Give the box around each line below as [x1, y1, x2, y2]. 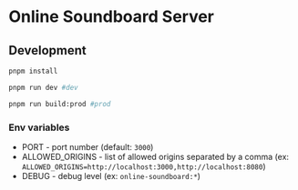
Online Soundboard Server [8, 6, 215, 27]
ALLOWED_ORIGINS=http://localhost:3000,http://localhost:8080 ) [21, 161, 266, 172]
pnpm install [8, 66, 58, 75]
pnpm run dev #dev [8, 83, 78, 92]
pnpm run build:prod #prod [8, 99, 111, 108]
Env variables [8, 121, 70, 134]
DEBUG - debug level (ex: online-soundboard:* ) [21, 170, 201, 181]
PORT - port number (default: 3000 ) [21, 141, 154, 152]
